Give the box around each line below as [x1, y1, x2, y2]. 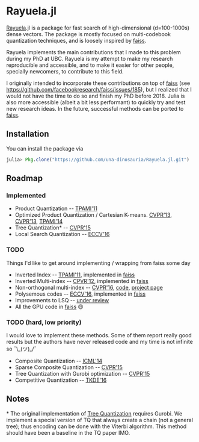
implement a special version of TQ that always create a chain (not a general [6, 416, 194, 423]
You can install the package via [6, 145, 84, 152]
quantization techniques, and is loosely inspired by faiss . [6, 37, 147, 44]
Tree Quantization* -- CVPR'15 [14, 224, 91, 231]
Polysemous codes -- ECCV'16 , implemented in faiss [14, 290, 146, 297]
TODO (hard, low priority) [6, 318, 82, 326]
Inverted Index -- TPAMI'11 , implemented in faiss [14, 271, 135, 278]
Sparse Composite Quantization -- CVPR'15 [14, 363, 123, 371]
